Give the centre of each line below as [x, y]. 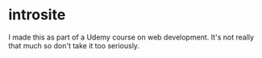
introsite [37, 15]
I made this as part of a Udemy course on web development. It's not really [131, 37]
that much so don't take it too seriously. [74, 45]
